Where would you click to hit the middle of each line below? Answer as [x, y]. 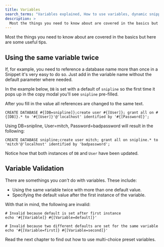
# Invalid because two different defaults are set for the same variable [82, 226]
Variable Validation [35, 169]
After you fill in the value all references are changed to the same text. [74, 104]
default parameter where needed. [39, 80]
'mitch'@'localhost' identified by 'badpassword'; [58, 144]
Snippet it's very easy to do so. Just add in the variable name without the [79, 75]
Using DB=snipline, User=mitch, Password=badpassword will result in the [79, 126]
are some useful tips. [26, 42]
